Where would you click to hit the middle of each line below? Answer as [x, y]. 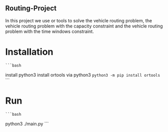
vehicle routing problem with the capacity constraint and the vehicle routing [84, 26]
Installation [29, 52]
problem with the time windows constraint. [50, 31]
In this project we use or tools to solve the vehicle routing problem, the [79, 20]
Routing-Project [31, 8]
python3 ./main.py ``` [27, 123]
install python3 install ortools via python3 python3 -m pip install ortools [83, 75]
